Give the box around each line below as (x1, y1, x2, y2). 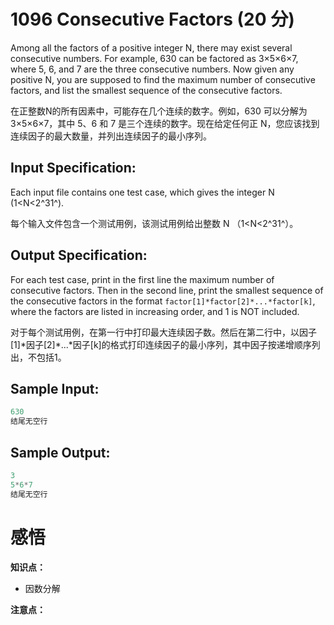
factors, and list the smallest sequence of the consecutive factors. (10, 84, 283, 96)
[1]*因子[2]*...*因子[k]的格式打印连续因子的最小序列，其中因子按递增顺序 (10, 338, 312, 350)
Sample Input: (10, 380, 100, 397)
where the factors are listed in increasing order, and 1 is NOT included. (10, 305, 300, 317)
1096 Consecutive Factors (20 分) (10, 8, 295, 31)
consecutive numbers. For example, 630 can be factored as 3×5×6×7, (10, 52, 299, 64)
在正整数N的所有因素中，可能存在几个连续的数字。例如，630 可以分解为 (10, 105, 308, 117)
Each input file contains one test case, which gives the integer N (10, 186, 275, 198)
